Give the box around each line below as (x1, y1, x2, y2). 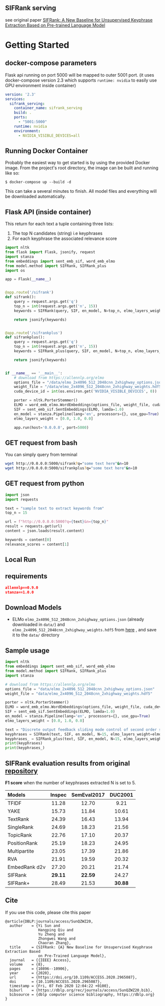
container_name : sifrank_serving (14, 106, 82, 111)
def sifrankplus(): (5, 335, 45, 340)
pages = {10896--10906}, (9, 966, 69, 971)
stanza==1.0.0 (5, 590, 34, 594)
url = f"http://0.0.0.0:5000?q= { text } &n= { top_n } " (5, 519, 109, 524)
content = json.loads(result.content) (5, 529, 84, 533)
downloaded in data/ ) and (12, 621, 65, 627)
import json (5, 492, 29, 497)
